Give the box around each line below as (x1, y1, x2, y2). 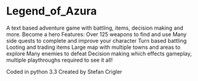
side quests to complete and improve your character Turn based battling (6, 37, 186, 44)
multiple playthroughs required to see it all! (6, 56, 113, 63)
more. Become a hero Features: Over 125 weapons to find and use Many (6, 30, 186, 37)
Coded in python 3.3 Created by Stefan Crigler (6, 68, 122, 75)
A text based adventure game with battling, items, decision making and (6, 24, 183, 31)
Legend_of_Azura (6, 4, 97, 18)
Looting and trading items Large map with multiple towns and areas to (6, 44, 180, 51)
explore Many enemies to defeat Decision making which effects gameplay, (6, 50, 192, 57)
